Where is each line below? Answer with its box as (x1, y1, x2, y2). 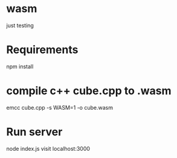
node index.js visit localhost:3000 (6, 145, 91, 152)
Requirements (6, 43, 79, 57)
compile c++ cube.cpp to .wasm (6, 84, 172, 98)
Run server (6, 125, 63, 139)
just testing (6, 22, 34, 29)
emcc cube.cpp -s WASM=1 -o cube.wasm (6, 104, 114, 111)
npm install (6, 63, 34, 70)
